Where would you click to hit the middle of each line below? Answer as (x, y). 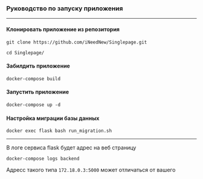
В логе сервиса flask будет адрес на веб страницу (71, 148)
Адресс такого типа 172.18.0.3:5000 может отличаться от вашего (91, 170)
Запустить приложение (38, 92)
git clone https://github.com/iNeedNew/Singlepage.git (77, 42)
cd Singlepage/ (25, 52)
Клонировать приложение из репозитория (63, 29)
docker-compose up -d (34, 105)
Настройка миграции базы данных (53, 118)
